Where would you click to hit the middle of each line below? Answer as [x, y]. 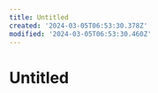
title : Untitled [39, 17]
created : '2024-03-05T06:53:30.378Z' [79, 26]
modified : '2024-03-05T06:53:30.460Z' [80, 34]
